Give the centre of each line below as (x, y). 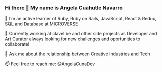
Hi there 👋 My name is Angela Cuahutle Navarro (64, 8)
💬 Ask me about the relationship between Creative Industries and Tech (78, 54)
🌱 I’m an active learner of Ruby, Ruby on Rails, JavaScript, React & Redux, (81, 19)
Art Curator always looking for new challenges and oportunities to (73, 39)
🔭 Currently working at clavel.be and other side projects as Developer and (81, 34)
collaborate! (17, 44)
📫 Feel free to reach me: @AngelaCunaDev (50, 64)
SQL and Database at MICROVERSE (42, 24)
